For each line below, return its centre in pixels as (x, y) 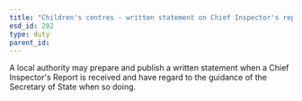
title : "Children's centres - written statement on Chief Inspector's (144, 17)
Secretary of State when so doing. (73, 87)
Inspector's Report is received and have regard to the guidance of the (138, 78)
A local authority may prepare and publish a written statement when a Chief (149, 68)
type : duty (30, 34)
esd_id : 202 (31, 26)
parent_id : (30, 42)
